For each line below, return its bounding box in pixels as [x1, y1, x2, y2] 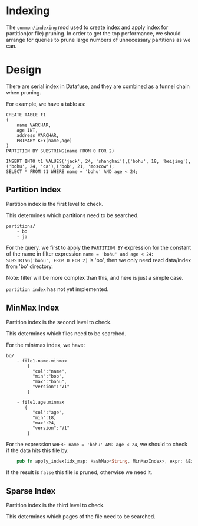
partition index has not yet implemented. [6, 285, 109, 293]
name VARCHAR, [16, 122, 51, 128]
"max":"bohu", [32, 378, 67, 384]
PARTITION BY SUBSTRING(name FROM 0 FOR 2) [6, 148, 115, 154]
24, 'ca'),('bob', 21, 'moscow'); [29, 164, 115, 169]
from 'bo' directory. [6, 263, 53, 270]
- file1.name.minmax [16, 358, 67, 364]
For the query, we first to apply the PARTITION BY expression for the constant [6, 244, 192, 251]
